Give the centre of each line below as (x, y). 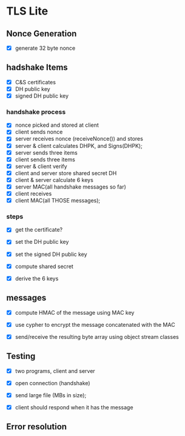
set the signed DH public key (51, 254)
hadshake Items (37, 68)
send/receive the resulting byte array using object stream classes (97, 337)
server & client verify (41, 166)
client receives (33, 193)
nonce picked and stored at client (57, 125)
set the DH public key (42, 242)
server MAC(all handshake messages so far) (70, 187)
